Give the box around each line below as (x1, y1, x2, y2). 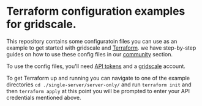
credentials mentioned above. (6, 94, 81, 101)
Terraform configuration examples (6, 4, 185, 18)
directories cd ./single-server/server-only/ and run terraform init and (6, 81, 192, 88)
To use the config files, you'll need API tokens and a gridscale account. (6, 62, 185, 70)
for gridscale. (6, 17, 77, 31)
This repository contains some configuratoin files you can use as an (6, 37, 178, 45)
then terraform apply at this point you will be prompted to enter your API (6, 87, 190, 94)
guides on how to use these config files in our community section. (6, 50, 173, 58)
